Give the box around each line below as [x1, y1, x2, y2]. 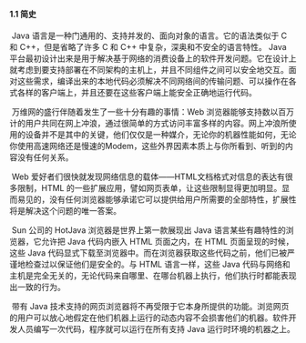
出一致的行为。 [9, 282, 66, 293]
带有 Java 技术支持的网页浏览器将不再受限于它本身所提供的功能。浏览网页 [11, 301, 290, 312]
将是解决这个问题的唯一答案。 [9, 206, 121, 217]
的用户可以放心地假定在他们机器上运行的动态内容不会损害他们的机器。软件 [9, 312, 289, 323]
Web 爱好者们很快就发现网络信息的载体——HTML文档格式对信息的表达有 [11, 171, 285, 182]
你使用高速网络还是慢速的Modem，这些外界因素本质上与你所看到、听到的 [9, 141, 286, 152]
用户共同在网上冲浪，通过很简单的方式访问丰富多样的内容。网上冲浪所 [25, 118, 289, 129]
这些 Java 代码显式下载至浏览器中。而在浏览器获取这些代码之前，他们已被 [9, 247, 288, 258]
